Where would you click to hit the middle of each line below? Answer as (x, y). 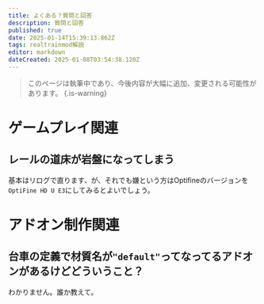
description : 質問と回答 (46, 23)
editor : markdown (37, 52)
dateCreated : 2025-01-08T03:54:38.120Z (74, 60)
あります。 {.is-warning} (67, 93)
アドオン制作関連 (64, 225)
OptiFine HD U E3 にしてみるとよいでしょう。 (81, 190)
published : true (35, 30)
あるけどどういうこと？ (86, 271)
